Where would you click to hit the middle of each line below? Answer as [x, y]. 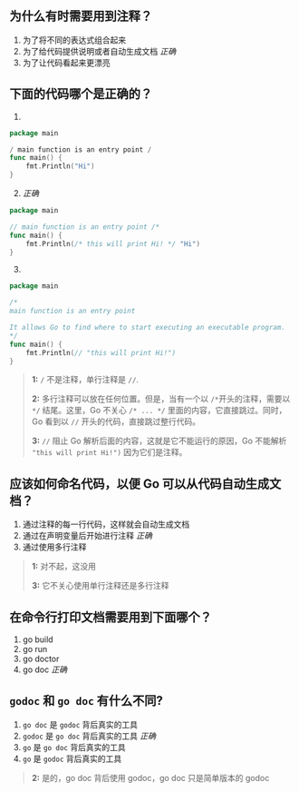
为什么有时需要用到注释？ [81, 16]
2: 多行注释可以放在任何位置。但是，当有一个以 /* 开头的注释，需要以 [161, 399]
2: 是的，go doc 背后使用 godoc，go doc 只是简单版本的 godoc [150, 777]
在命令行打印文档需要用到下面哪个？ [111, 617]
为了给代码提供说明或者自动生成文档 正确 [99, 51]
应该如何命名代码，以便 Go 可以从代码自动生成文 [145, 484]
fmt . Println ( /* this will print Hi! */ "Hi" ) [113, 243]
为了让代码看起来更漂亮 [66, 63]
